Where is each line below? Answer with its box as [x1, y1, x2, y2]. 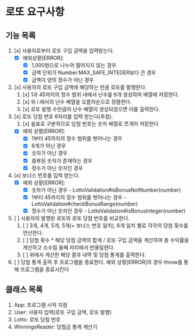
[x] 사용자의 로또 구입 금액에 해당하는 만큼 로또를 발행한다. [13, 84, 147, 91]
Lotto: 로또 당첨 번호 [13, 316, 61, 323]
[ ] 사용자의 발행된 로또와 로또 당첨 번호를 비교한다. [13, 214, 130, 221]
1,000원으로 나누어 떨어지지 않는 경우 [31, 62, 117, 69]
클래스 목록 [5, 284, 43, 294]
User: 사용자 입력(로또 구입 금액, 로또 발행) [13, 308, 112, 316]
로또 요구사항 [5, 5, 65, 19]
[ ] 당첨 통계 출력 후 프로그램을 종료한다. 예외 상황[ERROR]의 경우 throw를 [13, 258, 183, 265]
